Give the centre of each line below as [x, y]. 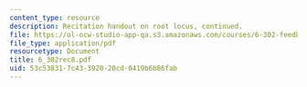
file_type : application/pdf [63, 43]
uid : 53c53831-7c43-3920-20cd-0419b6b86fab [94, 69]
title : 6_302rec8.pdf [51, 60]
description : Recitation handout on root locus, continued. [127, 26]
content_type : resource [55, 18]
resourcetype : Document [55, 52]
